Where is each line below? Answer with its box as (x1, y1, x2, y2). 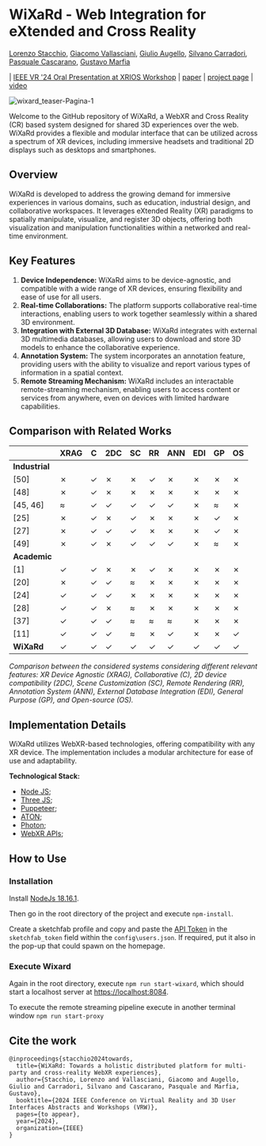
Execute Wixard (9, 961, 72, 972)
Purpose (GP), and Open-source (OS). (9, 695, 134, 705)
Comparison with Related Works (9, 424, 173, 437)
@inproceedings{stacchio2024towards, (9, 1055, 134, 1063)
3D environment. (20, 317, 75, 326)
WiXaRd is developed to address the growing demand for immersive (9, 188, 231, 199)
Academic (13, 551, 52, 562)
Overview (9, 168, 59, 181)
